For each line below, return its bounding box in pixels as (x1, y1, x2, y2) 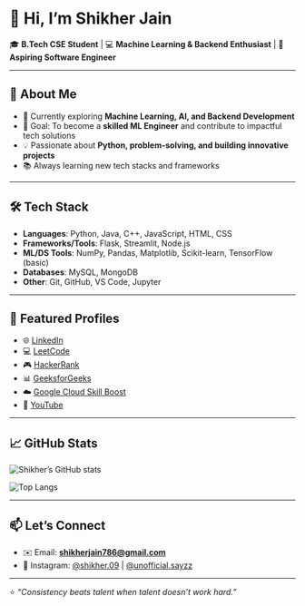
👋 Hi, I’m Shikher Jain (9, 8, 172, 29)
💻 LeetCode (22, 346, 71, 357)
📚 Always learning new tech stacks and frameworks (22, 160, 220, 171)
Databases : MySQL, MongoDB (22, 267, 139, 278)
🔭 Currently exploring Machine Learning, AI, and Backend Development (22, 111, 295, 122)
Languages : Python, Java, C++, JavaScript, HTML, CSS (22, 228, 233, 239)
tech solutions (22, 130, 76, 141)
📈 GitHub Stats (9, 435, 98, 451)
